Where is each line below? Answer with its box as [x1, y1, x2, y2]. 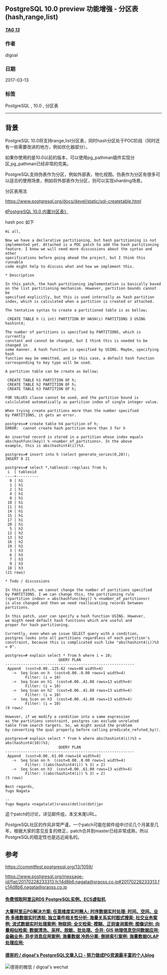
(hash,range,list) [5, 13, 59, 21]
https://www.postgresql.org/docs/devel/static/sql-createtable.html [5, 198, 142, 204]
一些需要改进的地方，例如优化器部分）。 [9, 144, 90, 150]
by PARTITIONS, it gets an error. [5, 413, 77, 418]
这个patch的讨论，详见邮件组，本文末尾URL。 [5, 811, 99, 817]
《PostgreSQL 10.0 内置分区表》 [5, 209, 69, 215]
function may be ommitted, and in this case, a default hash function [5, 356, 155, 361]
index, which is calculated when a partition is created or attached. [5, 299, 155, 304]
